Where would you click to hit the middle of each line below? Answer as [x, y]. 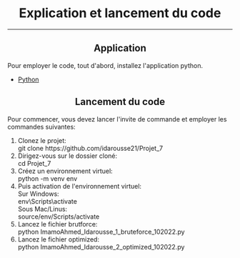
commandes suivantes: [42, 126]
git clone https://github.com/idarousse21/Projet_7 [90, 148]
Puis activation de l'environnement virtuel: [79, 186]
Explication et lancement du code [120, 13]
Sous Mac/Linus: [42, 209]
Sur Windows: [38, 194]
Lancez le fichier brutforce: [57, 224]
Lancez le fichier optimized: [59, 239]
